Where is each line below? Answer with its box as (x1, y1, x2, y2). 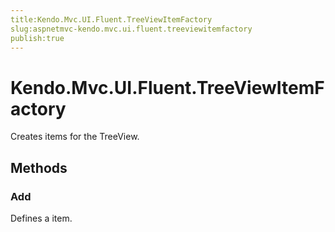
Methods (10, 159, 68, 176)
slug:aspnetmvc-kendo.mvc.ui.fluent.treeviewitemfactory (10, 24, 253, 34)
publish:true (10, 33, 65, 43)
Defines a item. (10, 212, 73, 224)
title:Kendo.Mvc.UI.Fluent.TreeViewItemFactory (10, 14, 213, 25)
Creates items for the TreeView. (10, 131, 140, 143)
